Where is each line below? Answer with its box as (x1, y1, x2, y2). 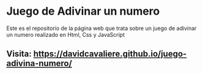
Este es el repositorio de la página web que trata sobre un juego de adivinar (6, 24, 197, 32)
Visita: (6, 49, 32, 59)
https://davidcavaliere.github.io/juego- (33, 49, 187, 59)
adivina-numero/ (6, 58, 72, 68)
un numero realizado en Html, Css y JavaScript (6, 31, 125, 38)
